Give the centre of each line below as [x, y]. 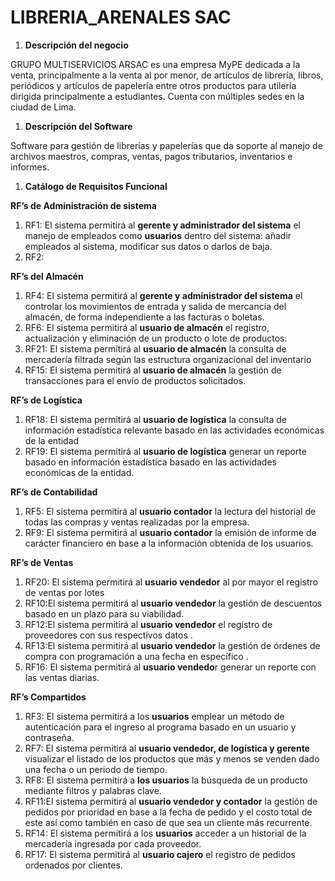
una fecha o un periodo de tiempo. [96, 769]
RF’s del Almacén [47, 276]
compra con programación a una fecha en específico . [136, 656]
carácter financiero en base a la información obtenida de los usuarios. [169, 543]
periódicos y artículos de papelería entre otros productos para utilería [153, 85]
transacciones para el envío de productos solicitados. [135, 380]
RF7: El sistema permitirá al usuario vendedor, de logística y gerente [167, 748]
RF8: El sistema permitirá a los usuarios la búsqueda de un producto [166, 780]
